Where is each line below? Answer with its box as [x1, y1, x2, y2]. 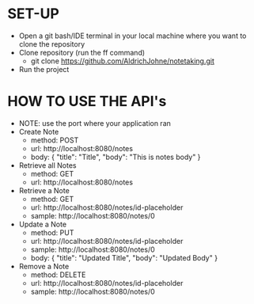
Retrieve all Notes [18, 160, 77, 170]
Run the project [18, 64, 70, 74]
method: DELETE [30, 270, 86, 279]
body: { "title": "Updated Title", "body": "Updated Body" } [30, 253, 218, 262]
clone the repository [18, 39, 85, 48]
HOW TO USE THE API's [7, 93, 167, 111]
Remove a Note [18, 261, 70, 271]
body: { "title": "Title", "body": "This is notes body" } [30, 152, 201, 161]
